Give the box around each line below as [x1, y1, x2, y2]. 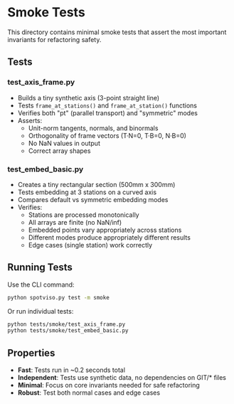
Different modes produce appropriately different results [28, 233, 191, 242]
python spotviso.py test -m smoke [7, 294, 110, 301]
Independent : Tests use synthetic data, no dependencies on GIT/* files [17, 373, 226, 382]
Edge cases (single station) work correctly [28, 240, 153, 249]
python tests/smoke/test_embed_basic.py [7, 327, 129, 334]
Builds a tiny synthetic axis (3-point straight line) [17, 93, 160, 102]
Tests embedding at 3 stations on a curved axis [17, 188, 157, 196]
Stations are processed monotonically [28, 211, 140, 219]
